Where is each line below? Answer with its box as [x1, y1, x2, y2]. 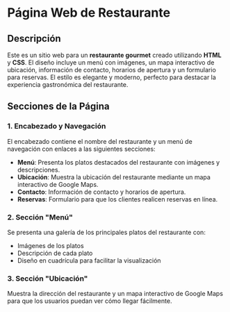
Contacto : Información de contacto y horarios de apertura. [17, 188, 186, 196]
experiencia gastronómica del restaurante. [7, 81, 129, 88]
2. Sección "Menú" [7, 212, 73, 222]
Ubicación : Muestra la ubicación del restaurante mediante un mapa [17, 172, 211, 181]
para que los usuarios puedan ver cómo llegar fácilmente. [7, 297, 172, 305]
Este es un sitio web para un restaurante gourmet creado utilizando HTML [7, 51, 222, 59]
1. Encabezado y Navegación [7, 122, 106, 131]
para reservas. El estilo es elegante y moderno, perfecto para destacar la [7, 73, 217, 81]
